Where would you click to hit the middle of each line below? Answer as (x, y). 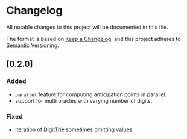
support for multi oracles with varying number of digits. (84, 100)
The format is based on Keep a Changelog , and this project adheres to (93, 39)
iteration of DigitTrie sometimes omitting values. (74, 129)
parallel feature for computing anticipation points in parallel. (91, 94)
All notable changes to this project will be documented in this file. (87, 27)
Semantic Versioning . (33, 45)
